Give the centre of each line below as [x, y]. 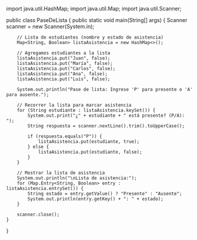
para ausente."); [28, 95]
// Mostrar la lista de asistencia [61, 173]
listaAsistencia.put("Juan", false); [64, 58]
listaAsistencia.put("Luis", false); [64, 79]
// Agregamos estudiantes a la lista [64, 53]
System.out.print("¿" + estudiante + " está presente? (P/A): [106, 116]
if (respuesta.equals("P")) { [65, 136]
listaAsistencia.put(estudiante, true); [89, 142]
